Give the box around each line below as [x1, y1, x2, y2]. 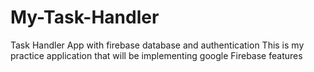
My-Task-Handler [10, 6, 160, 29]
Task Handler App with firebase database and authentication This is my [10, 39, 305, 51]
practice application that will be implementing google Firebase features [10, 49, 303, 61]
